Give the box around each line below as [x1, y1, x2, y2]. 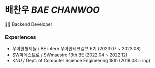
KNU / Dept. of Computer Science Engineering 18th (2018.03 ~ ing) [12, 58, 151, 64]
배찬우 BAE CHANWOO [5, 4, 100, 16]
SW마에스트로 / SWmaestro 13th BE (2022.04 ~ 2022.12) [12, 52, 128, 58]
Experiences [5, 33, 36, 40]
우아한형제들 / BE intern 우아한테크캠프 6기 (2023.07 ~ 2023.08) [12, 46, 141, 52]
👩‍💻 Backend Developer [5, 21, 53, 27]
